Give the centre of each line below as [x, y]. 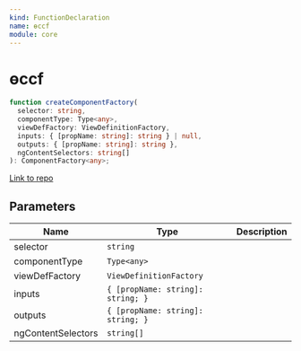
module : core [34, 34]
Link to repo [31, 178]
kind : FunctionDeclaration [60, 18]
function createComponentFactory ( [74, 103]
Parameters [43, 206]
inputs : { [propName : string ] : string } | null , [110, 136]
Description [262, 232]
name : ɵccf [30, 26]
